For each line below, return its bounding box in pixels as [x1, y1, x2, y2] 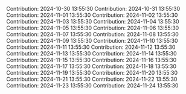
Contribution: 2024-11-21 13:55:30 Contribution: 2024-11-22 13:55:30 [6, 75, 178, 83]
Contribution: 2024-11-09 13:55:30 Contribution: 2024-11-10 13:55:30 [6, 37, 178, 44]
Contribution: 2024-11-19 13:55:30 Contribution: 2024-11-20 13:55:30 [6, 69, 178, 76]
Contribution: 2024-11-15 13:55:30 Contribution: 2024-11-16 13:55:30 [6, 57, 177, 63]
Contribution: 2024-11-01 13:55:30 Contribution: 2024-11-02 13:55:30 [6, 11, 178, 19]
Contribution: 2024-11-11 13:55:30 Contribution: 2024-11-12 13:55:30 [6, 43, 176, 51]
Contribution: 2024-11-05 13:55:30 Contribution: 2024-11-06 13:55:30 [6, 24, 179, 31]
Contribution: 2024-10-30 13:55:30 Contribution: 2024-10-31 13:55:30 [6, 5, 181, 12]
